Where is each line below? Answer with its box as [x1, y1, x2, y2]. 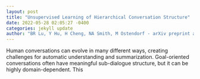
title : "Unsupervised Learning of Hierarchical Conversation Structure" [6, 14, 190, 20]
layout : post [6, 8, 39, 15]
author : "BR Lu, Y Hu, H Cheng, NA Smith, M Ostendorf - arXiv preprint [6, 31, 190, 37]
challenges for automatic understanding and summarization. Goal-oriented [6, 53, 189, 61]
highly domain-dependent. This [6, 66, 83, 73]
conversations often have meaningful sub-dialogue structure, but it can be [6, 60, 189, 67]
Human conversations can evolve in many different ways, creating [6, 47, 168, 54]
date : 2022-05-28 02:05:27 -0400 [6, 20, 89, 26]
